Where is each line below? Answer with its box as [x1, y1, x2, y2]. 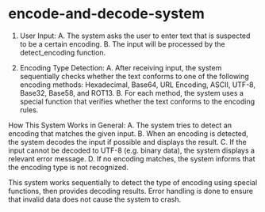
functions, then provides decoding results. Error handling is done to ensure [8, 186, 254, 195]
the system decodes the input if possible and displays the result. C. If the [8, 137, 248, 146]
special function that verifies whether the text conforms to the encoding [19, 97, 255, 106]
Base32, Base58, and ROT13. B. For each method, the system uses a [19, 88, 244, 97]
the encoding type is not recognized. [8, 162, 129, 172]
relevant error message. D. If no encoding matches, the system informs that [8, 153, 255, 163]
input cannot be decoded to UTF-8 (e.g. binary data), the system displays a [8, 146, 255, 155]
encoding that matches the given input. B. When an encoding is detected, [8, 128, 248, 138]
